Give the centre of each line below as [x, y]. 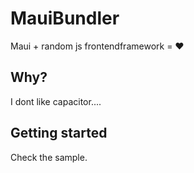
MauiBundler [65, 18]
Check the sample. [49, 157]
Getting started [59, 133]
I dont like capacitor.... [56, 101]
